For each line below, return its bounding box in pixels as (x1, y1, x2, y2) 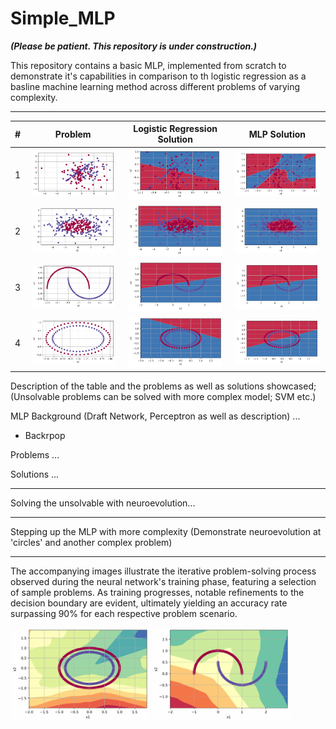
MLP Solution (248, 128, 307, 140)
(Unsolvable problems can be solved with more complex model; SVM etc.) (10, 390, 317, 402)
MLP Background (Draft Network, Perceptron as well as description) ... (10, 410, 301, 422)
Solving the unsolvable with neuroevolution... (10, 497, 196, 509)
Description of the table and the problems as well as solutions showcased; (10, 380, 317, 392)
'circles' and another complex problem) (10, 536, 173, 548)
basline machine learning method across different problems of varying (10, 80, 300, 92)
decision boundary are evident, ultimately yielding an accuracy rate (10, 597, 288, 609)
